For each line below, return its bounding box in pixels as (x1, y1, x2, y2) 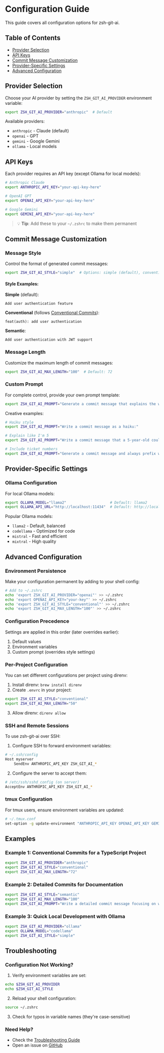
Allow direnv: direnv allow (12, 710, 66, 716)
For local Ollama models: (5, 490, 55, 496)
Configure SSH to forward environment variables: (12, 743, 112, 748)
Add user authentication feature (5, 301, 73, 306)
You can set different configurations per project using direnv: (5, 672, 128, 678)
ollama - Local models (12, 144, 57, 149)
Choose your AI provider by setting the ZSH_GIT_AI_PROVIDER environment (5, 95, 152, 101)
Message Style (5, 249, 41, 256)
